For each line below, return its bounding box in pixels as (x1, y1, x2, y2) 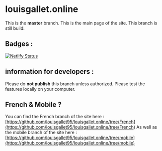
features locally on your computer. (5, 86, 76, 92)
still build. (5, 25, 25, 31)
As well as (136, 124, 158, 130)
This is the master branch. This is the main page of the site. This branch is (5, 20, 158, 26)
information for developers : (5, 67, 94, 76)
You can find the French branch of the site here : (5, 114, 104, 120)
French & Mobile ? (5, 100, 62, 109)
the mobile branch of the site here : (5, 130, 77, 136)
